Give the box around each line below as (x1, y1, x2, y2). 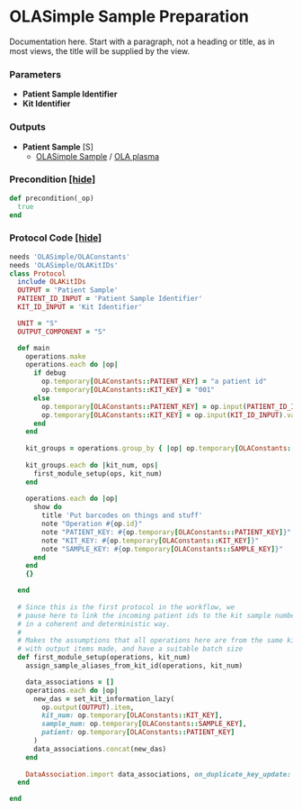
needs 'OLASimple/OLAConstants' (9, 252, 130, 261)
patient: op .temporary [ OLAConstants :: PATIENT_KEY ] (41, 728, 235, 737)
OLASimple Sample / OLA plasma (35, 150, 160, 161)
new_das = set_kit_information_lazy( (32, 694, 175, 704)
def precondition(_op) (9, 194, 94, 203)
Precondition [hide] (9, 173, 96, 186)
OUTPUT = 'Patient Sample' (17, 286, 119, 295)
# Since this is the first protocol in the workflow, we (17, 602, 235, 612)
